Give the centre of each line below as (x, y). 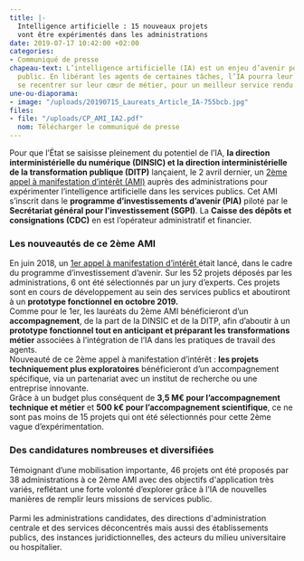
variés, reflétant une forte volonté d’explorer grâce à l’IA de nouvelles (138, 489)
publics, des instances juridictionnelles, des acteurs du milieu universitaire (148, 537)
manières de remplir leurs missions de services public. (111, 499)
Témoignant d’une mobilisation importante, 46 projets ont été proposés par (149, 470)
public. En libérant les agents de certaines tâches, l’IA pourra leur (156, 77)
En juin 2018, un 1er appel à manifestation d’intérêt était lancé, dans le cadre (151, 263)
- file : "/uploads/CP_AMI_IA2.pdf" (76, 119)
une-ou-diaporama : (44, 93)
